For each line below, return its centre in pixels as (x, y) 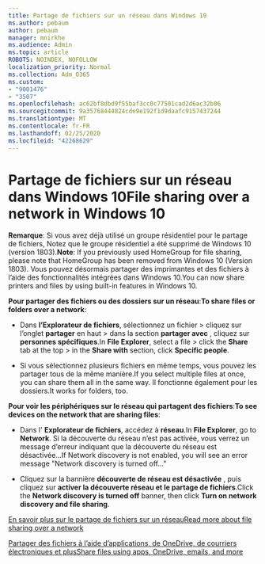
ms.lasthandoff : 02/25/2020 (55, 133)
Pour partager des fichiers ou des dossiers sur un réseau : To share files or (132, 301)
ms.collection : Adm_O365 (49, 74)
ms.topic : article (38, 52)
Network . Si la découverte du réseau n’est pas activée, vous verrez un (134, 438)
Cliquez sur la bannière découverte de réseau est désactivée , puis (130, 479)
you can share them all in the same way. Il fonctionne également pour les (138, 383)
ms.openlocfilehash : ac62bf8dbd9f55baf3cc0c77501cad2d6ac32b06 (115, 104)
